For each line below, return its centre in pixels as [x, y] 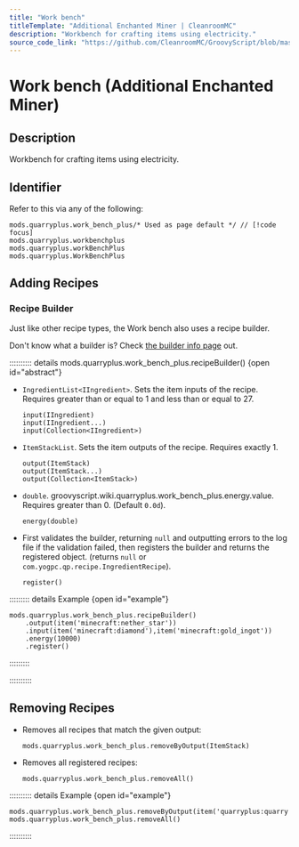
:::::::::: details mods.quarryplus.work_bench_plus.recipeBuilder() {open [139, 362]
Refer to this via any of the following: [77, 209]
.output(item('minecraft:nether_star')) [101, 623]
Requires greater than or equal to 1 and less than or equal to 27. [138, 399]
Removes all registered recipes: [80, 762]
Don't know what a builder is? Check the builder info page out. [124, 345]
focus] [21, 233]
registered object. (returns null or [84, 556]
